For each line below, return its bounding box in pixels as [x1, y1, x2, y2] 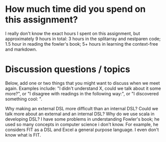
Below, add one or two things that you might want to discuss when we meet [5, 80, 160, 86]
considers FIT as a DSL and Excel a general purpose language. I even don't [5, 127, 159, 133]
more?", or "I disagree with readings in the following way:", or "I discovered [5, 90, 159, 96]
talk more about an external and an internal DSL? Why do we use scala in [5, 111, 155, 117]
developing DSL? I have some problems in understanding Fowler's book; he [5, 116, 160, 122]
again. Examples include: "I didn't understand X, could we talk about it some [5, 85, 162, 91]
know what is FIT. [5, 132, 41, 138]
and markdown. [5, 46, 37, 52]
